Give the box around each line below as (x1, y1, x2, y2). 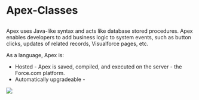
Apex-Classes (6, 4, 78, 17)
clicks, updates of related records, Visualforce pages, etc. (6, 40, 149, 47)
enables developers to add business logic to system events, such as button (6, 33, 191, 40)
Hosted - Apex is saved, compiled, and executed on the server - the (14, 63, 182, 70)
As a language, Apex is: (6, 51, 65, 58)
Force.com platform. (14, 69, 65, 76)
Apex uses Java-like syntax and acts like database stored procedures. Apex (6, 27, 193, 35)
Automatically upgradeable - (14, 76, 85, 83)
